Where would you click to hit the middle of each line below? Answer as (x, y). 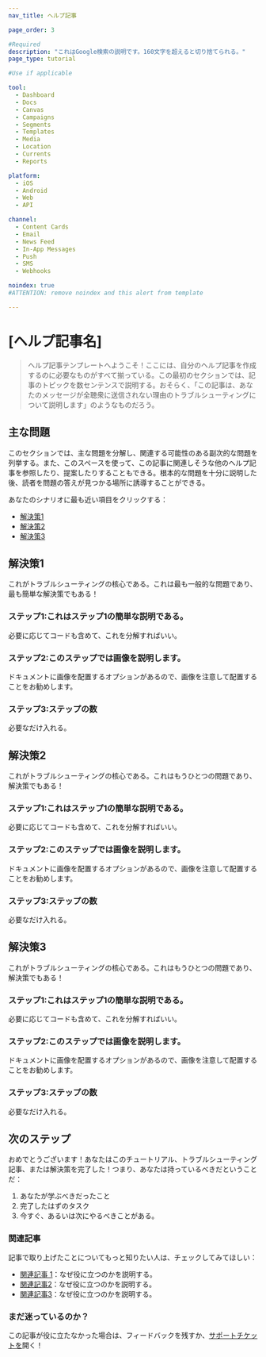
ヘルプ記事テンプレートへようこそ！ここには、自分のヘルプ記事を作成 (142, 365)
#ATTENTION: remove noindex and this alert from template (106, 293)
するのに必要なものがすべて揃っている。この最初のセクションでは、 (138, 375)
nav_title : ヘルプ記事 (43, 15)
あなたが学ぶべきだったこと (65, 1196)
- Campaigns (35, 117)
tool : (17, 88)
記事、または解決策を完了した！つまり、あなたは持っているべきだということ (133, 1169)
